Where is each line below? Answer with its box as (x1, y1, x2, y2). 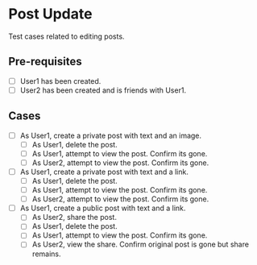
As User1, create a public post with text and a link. (19, 203, 186, 213)
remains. (31, 249, 62, 259)
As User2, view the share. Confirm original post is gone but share (31, 239, 250, 250)
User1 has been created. (19, 76, 102, 85)
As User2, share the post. (31, 213, 117, 222)
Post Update (8, 5, 93, 23)
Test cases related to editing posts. (8, 31, 125, 41)
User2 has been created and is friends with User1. (19, 85, 187, 95)
